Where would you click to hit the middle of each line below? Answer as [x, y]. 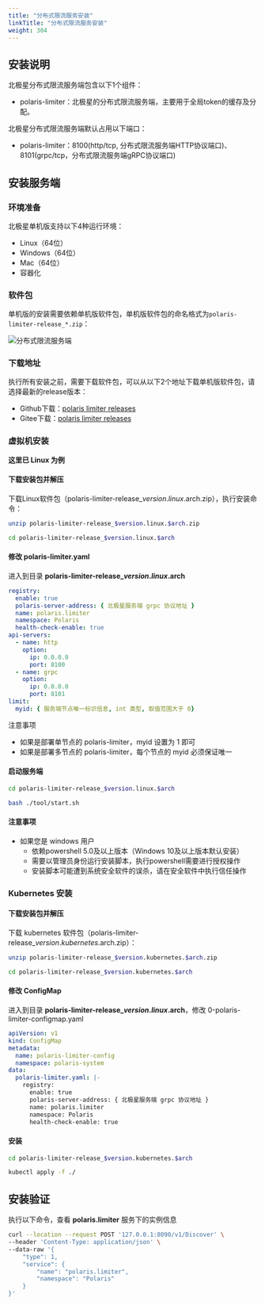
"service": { [44, 1264]
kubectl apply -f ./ [42, 1173]
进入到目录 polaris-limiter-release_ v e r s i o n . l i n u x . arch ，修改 [107, 1010]
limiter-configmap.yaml [46, 1019]
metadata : [25, 1048]
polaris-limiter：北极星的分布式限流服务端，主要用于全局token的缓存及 [134, 102]
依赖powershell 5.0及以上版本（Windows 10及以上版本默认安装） [137, 851]
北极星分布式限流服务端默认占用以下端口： [78, 128]
